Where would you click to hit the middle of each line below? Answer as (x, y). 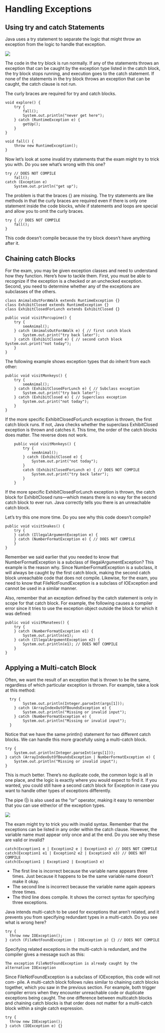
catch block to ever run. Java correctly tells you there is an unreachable (78, 502)
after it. (12, 243)
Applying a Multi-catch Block (51, 668)
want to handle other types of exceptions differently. (58, 790)
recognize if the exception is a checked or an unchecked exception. (74, 281)
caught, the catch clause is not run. (41, 84)
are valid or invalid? (25, 840)
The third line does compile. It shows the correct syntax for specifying (83, 897)
